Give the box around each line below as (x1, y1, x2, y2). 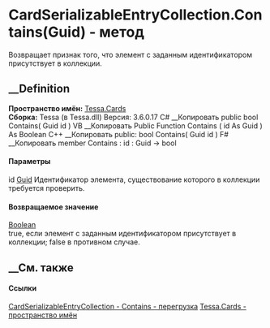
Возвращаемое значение (8, 201, 99, 212)
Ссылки (8, 283, 37, 293)
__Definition (8, 82, 71, 96)
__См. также (8, 261, 75, 274)
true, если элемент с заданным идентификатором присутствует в (8, 229, 237, 239)
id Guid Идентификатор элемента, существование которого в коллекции (8, 175, 260, 184)
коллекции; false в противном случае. (8, 237, 140, 247)
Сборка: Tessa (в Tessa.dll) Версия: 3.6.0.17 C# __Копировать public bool (8, 112, 259, 122)
